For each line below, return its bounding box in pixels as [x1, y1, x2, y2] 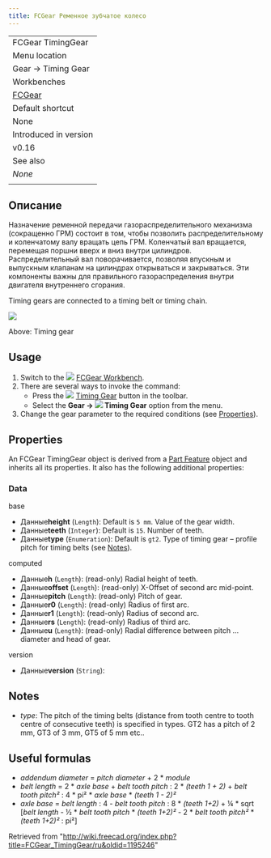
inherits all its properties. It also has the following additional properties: [8, 463, 244, 473]
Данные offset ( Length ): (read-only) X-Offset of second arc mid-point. [19, 583, 254, 593]
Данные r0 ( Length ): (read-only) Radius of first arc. [19, 600, 190, 610]
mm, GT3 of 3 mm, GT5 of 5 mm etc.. [19, 728, 145, 737]
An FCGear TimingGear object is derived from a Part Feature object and [8, 454, 248, 464]
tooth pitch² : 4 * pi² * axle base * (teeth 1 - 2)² [19, 790, 176, 800]
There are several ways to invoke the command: [19, 381, 180, 391]
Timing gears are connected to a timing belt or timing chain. [8, 296, 208, 306]
